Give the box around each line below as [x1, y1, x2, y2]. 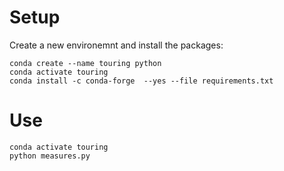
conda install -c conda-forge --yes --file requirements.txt [9, 76, 274, 86]
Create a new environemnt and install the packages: [9, 39, 224, 51]
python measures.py [9, 151, 91, 161]
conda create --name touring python [9, 58, 162, 68]
